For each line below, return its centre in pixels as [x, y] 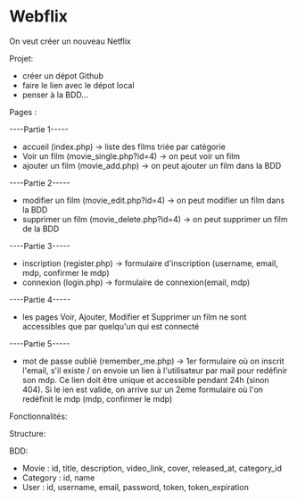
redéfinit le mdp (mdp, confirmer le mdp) [97, 398]
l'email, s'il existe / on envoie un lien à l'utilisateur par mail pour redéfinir [155, 370]
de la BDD [41, 229]
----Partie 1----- [39, 129]
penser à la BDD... [55, 95]
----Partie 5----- [40, 343]
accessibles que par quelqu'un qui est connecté [111, 326]
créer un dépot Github [63, 75]
